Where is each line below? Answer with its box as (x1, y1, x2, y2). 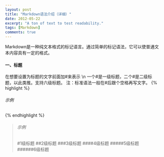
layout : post (5, 7, 32, 12)
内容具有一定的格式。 (9, 50, 52, 56)
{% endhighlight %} (5, 113, 45, 118)
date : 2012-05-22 (5, 16, 41, 21)
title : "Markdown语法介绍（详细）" (5, 12, 72, 17)
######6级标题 (17, 146, 49, 152)
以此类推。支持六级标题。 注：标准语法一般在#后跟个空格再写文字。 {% (13, 80, 158, 86)
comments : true (5, 30, 36, 35)
